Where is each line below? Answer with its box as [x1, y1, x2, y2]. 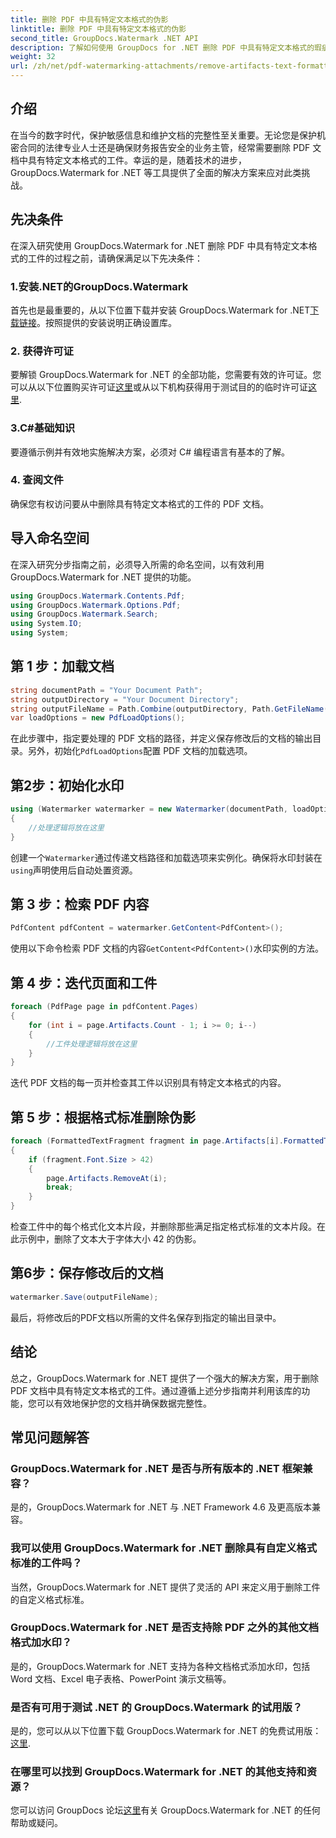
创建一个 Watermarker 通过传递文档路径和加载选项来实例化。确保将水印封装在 [10, 851, 323, 863]
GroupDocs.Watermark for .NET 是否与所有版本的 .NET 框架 [10, 1461, 303, 1475]
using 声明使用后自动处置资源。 [10, 864, 138, 876]
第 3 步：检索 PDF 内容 [10, 896, 150, 913]
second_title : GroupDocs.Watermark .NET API [10, 33, 199, 43]
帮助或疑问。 [10, 1817, 63, 1829]
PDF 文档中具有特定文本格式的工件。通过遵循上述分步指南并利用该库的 [10, 1384, 302, 1396]
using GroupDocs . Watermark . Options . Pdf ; [10, 600, 182, 610]
